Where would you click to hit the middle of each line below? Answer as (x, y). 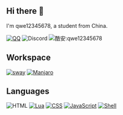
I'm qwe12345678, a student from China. (57, 25)
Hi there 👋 (25, 11)
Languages (28, 91)
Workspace (28, 58)
